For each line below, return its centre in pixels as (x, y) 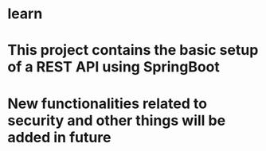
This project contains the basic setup (133, 50)
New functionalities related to (108, 103)
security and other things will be (117, 120)
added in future (59, 137)
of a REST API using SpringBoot (114, 67)
